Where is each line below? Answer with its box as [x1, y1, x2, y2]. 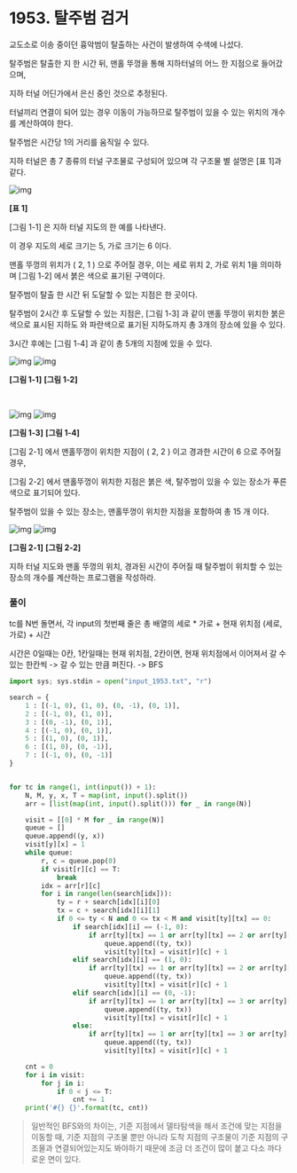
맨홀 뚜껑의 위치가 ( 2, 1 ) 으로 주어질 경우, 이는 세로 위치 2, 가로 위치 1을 [9, 259, 259, 270]
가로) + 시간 [9, 629, 51, 640]
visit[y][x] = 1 [25, 840, 86, 849]
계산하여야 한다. [18, 117, 74, 129]
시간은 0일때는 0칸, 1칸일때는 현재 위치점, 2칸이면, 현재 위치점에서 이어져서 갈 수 [9, 649, 286, 659]
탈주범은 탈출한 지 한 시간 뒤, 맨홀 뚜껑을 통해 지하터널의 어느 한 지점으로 [9, 58, 260, 68]
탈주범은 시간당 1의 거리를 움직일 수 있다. [9, 137, 150, 147]
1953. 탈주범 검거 [9, 8, 129, 28]
